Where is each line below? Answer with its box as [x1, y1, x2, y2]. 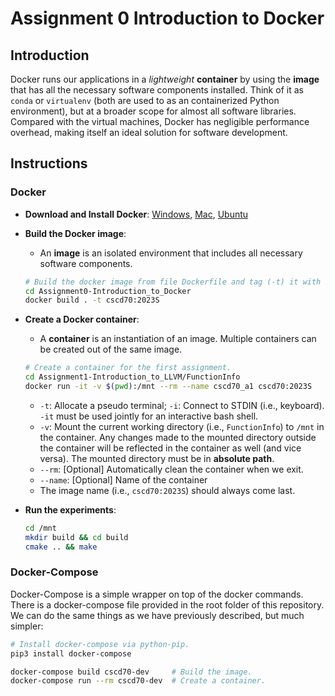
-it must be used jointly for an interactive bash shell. [39, 410, 259, 422]
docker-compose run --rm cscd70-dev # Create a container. [10, 676, 267, 686]
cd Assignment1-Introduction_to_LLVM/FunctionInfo [24, 372, 241, 382]
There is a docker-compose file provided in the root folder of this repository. [10, 598, 325, 611]
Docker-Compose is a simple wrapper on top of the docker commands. [10, 588, 304, 600]
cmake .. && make [24, 542, 98, 552]
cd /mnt [24, 523, 57, 533]
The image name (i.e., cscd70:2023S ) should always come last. [39, 484, 296, 496]
